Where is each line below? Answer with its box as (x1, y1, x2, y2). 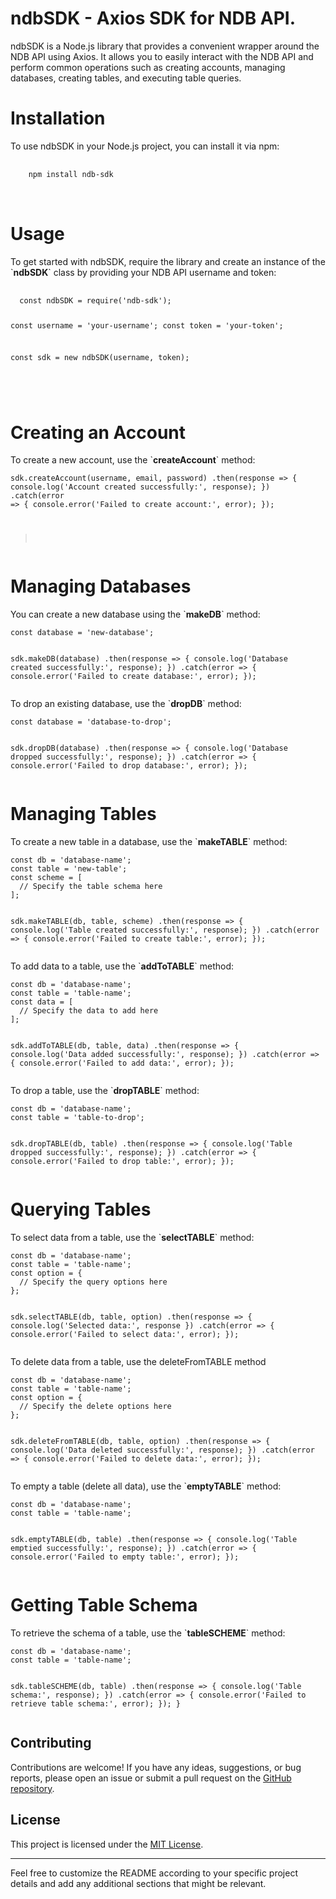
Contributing (10, 1735, 92, 1752)
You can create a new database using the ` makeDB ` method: (10, 608, 261, 621)
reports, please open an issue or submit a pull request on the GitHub (10, 1772, 292, 1784)
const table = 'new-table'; (10, 864, 128, 874)
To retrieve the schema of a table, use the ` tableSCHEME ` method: (10, 1627, 286, 1639)
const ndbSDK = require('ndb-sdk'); (19, 295, 172, 306)
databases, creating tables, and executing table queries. (10, 72, 242, 84)
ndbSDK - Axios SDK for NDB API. (10, 7, 297, 30)
